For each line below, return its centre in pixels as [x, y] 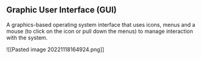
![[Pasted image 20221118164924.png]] [55, 49]
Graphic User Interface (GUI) [62, 10]
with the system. [27, 37]
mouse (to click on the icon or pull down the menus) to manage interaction [100, 31]
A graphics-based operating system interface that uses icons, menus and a [101, 24]
